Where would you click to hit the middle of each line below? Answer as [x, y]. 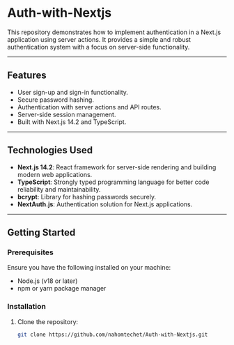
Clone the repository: [48, 321]
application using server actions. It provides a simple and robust [99, 39]
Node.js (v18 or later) [47, 281]
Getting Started [41, 232]
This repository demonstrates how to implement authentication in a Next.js [114, 32]
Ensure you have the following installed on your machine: [89, 268]
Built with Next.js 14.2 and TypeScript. [72, 122]
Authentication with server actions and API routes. [89, 107]
